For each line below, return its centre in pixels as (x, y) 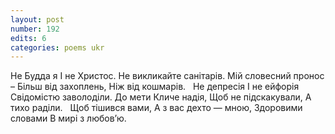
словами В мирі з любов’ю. (68, 118)
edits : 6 (28, 38)
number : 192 (35, 29)
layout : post (37, 19)
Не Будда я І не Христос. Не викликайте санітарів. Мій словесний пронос (167, 76)
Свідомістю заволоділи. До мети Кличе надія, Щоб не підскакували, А (161, 97)
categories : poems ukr (57, 47)
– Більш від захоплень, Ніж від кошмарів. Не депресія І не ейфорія (155, 87)
